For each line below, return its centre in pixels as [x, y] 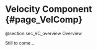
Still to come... [20, 43]
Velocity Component [49, 9]
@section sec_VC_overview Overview [44, 33]
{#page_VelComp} [44, 20]
